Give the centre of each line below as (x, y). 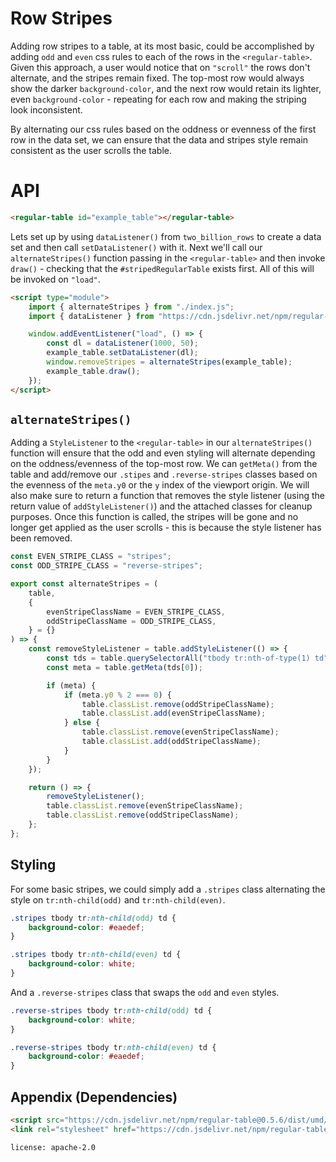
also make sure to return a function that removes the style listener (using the (167, 496)
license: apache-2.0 (53, 1147)
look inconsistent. (46, 109)
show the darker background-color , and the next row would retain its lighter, (166, 88)
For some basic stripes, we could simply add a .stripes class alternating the (168, 889)
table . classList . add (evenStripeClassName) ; (174, 713)
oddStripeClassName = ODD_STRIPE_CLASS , (131, 621)
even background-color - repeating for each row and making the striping (158, 99)
